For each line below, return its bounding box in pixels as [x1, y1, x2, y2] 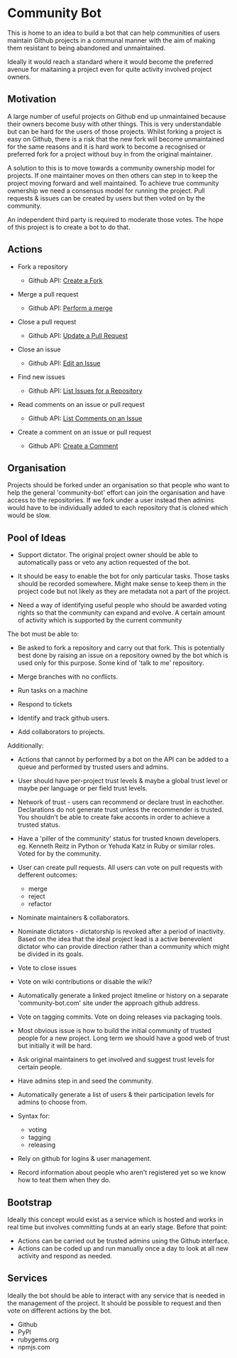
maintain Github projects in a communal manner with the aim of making [7, 36, 216, 44]
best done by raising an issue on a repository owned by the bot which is [17, 651, 228, 659]
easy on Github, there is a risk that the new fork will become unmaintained [7, 134, 225, 143]
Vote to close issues [17, 964, 77, 972]
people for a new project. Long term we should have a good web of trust [17, 1034, 230, 1043]
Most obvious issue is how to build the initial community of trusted [17, 1027, 211, 1035]
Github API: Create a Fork [28, 276, 103, 285]
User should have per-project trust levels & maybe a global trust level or [17, 777, 228, 785]
